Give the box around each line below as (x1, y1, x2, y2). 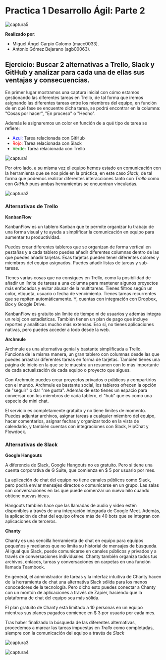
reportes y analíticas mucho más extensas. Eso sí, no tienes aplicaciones (5, 322, 154, 328)
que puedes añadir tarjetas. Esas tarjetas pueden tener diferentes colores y (5, 254, 160, 261)
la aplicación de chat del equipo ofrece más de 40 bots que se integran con (5, 513, 160, 519)
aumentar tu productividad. (5, 234, 61, 240)
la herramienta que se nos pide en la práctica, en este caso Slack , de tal (5, 170, 153, 176)
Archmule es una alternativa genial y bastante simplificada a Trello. (5, 346, 142, 352)
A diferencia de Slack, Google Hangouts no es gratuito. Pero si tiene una (5, 462, 153, 468)
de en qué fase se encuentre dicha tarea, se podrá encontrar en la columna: (5, 105, 161, 111)
